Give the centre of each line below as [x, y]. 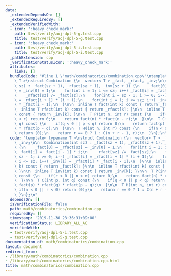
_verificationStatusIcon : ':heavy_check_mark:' [61, 62]
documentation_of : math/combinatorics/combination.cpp [65, 242]
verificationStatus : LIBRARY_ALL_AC [49, 223]
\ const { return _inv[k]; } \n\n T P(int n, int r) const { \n [83, 114]
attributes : [23, 67]
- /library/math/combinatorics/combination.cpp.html [62, 261]
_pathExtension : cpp [32, 57]
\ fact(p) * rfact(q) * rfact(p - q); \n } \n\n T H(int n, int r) [87, 185]
